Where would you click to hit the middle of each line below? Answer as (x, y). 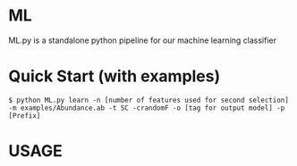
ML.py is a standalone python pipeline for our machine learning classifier (143, 40)
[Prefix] (25, 116)
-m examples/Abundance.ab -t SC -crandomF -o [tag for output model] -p (147, 108)
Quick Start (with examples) (115, 76)
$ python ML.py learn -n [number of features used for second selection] (149, 100)
